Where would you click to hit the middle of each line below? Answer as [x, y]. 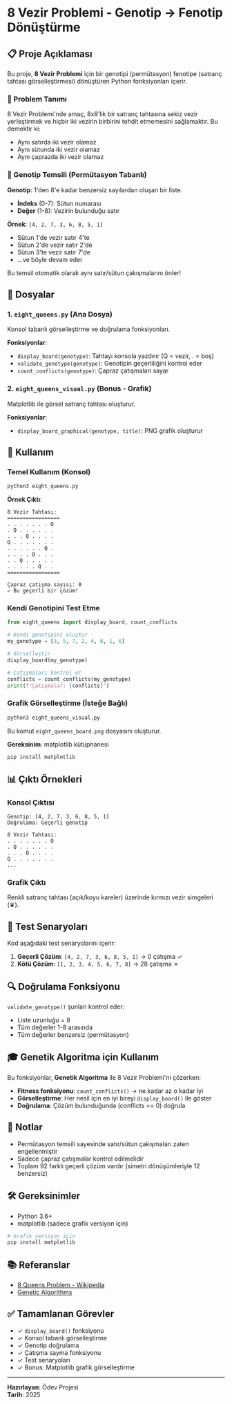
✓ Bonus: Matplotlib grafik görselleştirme [76, 1367]
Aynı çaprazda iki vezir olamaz [60, 157]
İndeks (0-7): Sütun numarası [59, 203]
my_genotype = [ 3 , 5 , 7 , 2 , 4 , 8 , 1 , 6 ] [66, 642]
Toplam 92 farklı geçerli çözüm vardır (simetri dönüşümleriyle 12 [108, 1166]
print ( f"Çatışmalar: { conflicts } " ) [58, 686]
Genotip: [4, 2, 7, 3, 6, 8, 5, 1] [58, 817]
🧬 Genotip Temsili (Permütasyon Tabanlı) [77, 175]
